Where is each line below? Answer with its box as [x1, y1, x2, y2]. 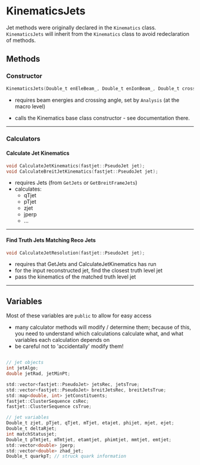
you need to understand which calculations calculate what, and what [14, 330, 183, 337]
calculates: [14, 185, 42, 192]
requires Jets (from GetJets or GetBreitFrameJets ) [14, 179, 138, 186]
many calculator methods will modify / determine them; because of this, [14, 324, 192, 331]
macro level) [14, 103, 46, 110]
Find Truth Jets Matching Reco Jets [6, 236, 96, 243]
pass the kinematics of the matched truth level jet [14, 273, 136, 280]
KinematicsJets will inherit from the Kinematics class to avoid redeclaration [6, 30, 189, 37]
